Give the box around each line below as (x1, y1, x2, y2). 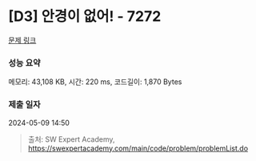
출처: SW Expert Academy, (27, 134, 115, 144)
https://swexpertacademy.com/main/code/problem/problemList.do (27, 143, 249, 153)
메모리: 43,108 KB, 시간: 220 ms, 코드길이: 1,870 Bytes (8, 77, 182, 87)
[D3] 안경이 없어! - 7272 (8, 7, 162, 26)
